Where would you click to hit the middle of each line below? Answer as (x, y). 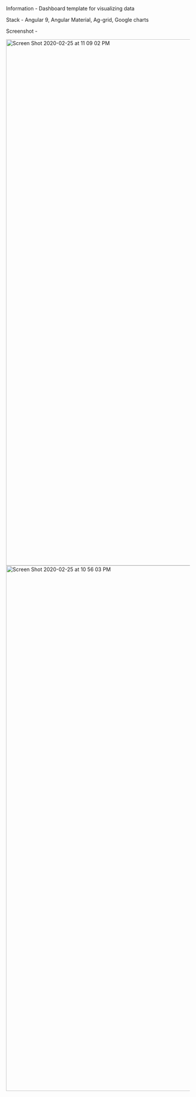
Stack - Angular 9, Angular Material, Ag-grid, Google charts (77, 20)
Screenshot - (22, 31)
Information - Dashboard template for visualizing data (70, 8)
